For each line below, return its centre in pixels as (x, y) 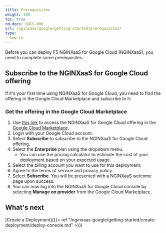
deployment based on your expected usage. (65, 160)
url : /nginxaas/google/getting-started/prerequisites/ (63, 29)
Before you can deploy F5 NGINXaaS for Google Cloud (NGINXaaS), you (79, 52)
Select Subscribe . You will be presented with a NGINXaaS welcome (82, 176)
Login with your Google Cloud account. (53, 133)
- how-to (14, 38)
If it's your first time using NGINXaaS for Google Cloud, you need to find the (83, 93)
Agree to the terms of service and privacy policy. (63, 170)
